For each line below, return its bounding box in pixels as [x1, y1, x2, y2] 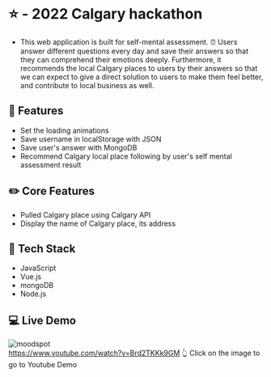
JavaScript [19, 263, 57, 273]
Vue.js [19, 272, 42, 282]
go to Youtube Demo [8, 360, 78, 370]
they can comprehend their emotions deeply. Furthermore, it [19, 54, 222, 64]
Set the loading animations [19, 125, 109, 135]
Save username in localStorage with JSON [19, 133, 162, 144]
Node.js [19, 289, 47, 299]
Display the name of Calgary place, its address [19, 218, 176, 228]
